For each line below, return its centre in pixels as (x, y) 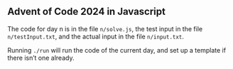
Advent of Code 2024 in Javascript (86, 12)
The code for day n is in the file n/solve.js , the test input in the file (105, 28)
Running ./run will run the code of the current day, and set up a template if (116, 50)
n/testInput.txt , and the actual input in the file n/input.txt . (96, 36)
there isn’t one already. (41, 58)
